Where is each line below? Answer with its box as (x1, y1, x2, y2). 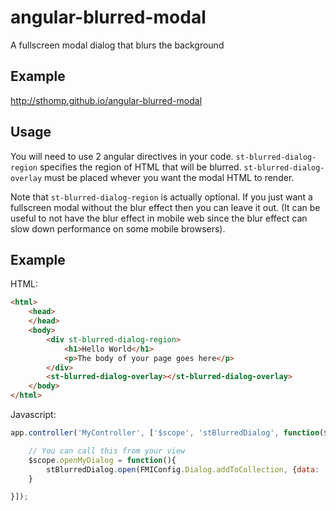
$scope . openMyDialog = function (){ (28, 455, 177, 465)
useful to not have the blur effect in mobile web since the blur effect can (10, 212, 308, 224)
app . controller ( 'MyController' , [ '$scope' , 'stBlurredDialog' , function (10, 428, 320, 438)
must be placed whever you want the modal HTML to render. (44, 171, 295, 183)
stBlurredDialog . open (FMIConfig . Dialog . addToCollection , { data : (46, 464, 320, 475)
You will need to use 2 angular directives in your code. (10, 150, 234, 162)
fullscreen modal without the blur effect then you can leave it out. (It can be (10, 201, 321, 213)
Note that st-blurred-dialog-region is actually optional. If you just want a (10, 191, 313, 203)
